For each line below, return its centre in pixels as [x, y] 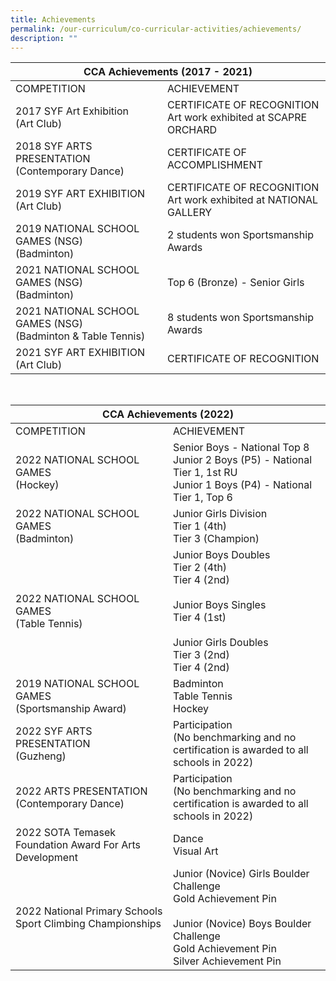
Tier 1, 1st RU [205, 473]
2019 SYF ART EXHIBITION [80, 194]
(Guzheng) [41, 756]
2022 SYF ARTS [54, 731]
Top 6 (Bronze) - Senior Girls [236, 283]
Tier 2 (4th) [200, 568]
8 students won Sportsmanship [240, 318]
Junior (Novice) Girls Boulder [241, 874]
